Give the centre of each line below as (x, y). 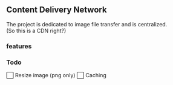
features (19, 46)
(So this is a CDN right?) (36, 31)
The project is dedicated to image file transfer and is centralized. (87, 24)
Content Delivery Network (57, 10)
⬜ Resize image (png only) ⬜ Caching (57, 75)
